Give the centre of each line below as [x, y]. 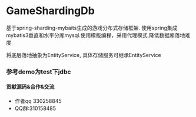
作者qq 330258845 [38, 101]
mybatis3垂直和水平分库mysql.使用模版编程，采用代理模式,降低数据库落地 [96, 35]
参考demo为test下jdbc [39, 72]
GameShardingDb [51, 11]
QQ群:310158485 [35, 108]
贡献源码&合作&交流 [30, 87]
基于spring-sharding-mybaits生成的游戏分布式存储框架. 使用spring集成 [92, 28]
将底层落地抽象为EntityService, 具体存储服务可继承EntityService [84, 55]
